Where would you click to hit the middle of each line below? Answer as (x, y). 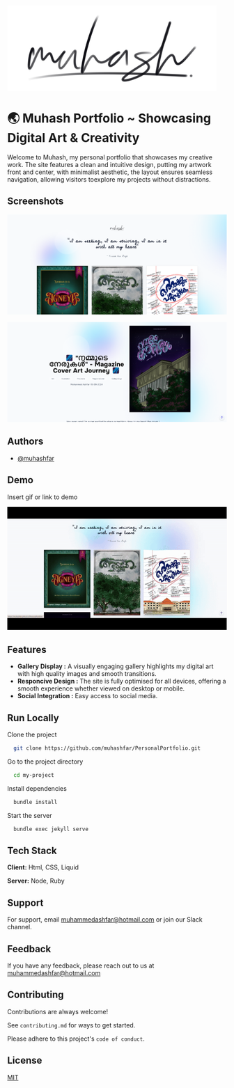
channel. (20, 927)
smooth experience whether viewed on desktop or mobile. (101, 688)
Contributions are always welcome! (58, 1011)
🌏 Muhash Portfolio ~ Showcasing (109, 119)
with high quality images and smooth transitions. (87, 674)
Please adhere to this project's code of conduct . (76, 1039)
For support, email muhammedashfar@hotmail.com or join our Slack (105, 920)
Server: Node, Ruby (36, 881)
